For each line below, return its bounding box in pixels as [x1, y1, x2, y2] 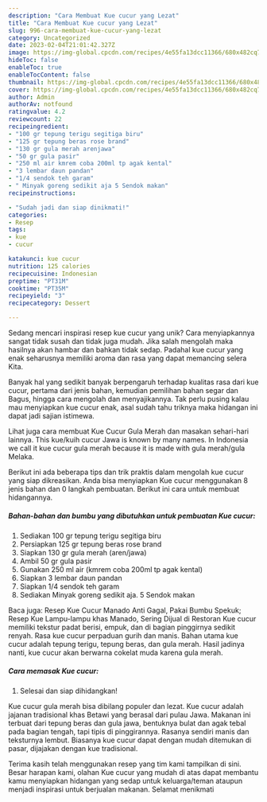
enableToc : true [8, 64, 62, 72]
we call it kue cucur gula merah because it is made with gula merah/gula [8, 443, 246, 453]
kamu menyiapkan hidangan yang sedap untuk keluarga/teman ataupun [8, 776, 243, 785]
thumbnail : [8, 78, 44, 86]
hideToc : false [8, 56, 59, 64]
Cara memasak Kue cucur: [8, 666, 99, 675]
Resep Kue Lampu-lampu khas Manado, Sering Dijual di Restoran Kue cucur [8, 613, 257, 623]
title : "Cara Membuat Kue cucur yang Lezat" [8, 19, 158, 27]
